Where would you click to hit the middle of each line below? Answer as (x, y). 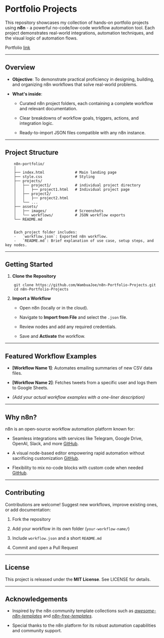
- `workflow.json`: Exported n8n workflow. (61, 236)
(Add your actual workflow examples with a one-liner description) (78, 397)
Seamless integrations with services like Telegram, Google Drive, (77, 438)
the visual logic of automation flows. (41, 38)
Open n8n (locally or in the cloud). (54, 308)
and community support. (37, 631)
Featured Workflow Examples (51, 356)
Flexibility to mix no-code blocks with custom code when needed (78, 468)
